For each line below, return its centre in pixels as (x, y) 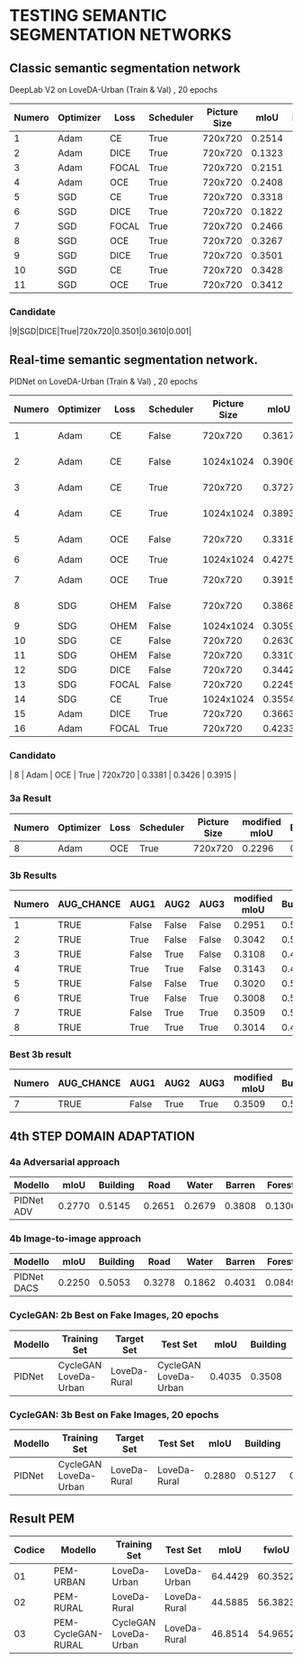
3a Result (31, 798)
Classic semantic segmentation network (125, 68)
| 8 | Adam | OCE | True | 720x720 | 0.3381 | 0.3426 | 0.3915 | (123, 775)
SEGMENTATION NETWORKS (120, 35)
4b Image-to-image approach (75, 1238)
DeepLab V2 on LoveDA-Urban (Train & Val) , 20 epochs (114, 90)
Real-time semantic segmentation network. (134, 360)
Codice (30, 1549)
